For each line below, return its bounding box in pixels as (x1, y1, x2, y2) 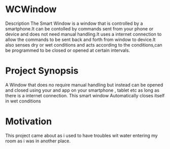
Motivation (5, 116, 52, 127)
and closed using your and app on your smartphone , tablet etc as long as (5, 87, 160, 93)
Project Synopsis (5, 65, 79, 77)
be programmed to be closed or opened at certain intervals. (5, 47, 130, 53)
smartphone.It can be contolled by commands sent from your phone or (5, 25, 154, 31)
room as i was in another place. (5, 138, 71, 144)
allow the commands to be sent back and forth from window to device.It (5, 36, 156, 43)
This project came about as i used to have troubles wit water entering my (5, 132, 158, 138)
